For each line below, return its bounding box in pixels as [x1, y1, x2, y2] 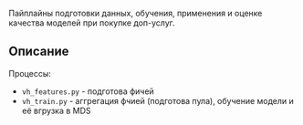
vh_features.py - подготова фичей [21, 86, 154, 97]
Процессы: [8, 68, 52, 78]
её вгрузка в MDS [21, 105, 92, 116]
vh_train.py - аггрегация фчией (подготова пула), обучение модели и [21, 95, 294, 106]
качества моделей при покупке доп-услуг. [8, 17, 175, 28]
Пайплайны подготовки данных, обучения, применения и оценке [8, 8, 263, 18]
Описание [8, 44, 69, 59]
